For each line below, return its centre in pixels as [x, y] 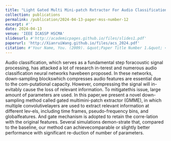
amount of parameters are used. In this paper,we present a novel [73, 95]
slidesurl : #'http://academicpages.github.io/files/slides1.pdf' [76, 39]
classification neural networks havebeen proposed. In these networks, [79, 73]
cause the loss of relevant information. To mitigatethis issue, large [92, 89]
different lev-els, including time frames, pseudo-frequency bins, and [77, 111]
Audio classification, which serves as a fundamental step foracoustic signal [84, 62]
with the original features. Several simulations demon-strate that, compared [84, 122]
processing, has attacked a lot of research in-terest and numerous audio [81, 68]
